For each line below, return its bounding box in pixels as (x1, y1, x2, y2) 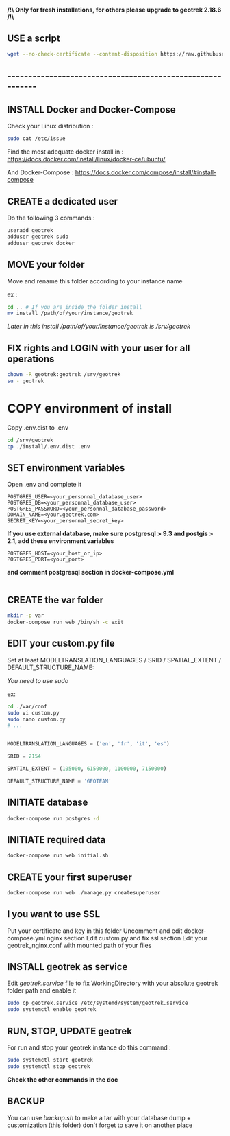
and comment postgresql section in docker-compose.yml (7, 568, 175, 577)
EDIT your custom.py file (7, 638, 115, 649)
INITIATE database (7, 797, 88, 809)
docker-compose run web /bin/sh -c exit (7, 618, 125, 626)
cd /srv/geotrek (7, 437, 53, 443)
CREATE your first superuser (7, 871, 132, 883)
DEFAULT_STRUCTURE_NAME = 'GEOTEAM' (7, 778, 112, 785)
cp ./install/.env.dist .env (7, 443, 90, 450)
